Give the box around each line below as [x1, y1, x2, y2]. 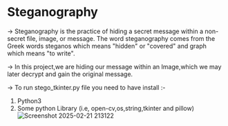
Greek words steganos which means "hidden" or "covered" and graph [7, 42, 207, 50]
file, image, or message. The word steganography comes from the [26, 34, 216, 42]
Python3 [17, 96, 41, 105]
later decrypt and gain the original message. [7, 70, 133, 78]
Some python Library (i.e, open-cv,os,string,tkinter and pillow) [17, 104, 195, 112]
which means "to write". [7, 49, 75, 57]
